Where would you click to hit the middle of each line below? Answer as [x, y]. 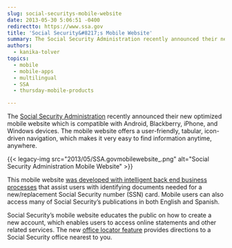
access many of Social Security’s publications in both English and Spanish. [113, 202]
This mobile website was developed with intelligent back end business [107, 180]
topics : [18, 59]
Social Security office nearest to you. [60, 237]
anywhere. [22, 146]
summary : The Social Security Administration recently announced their [112, 39]
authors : [20, 46]
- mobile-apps [33, 71]
